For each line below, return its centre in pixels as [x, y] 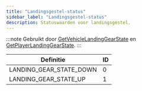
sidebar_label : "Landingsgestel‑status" [57, 17]
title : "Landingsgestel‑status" [46, 11]
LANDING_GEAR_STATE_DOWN [53, 70]
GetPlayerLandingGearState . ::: [44, 45]
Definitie [53, 60]
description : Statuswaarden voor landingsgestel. [69, 22]
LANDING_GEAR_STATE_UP [47, 79]
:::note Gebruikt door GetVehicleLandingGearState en [71, 39]
